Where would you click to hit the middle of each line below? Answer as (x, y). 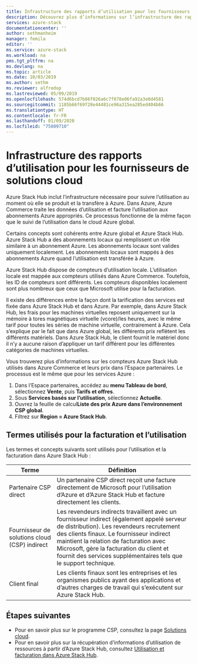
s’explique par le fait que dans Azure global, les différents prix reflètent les (96, 331)
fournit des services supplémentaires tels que (120, 556)
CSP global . (29, 410)
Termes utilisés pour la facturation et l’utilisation (96, 435)
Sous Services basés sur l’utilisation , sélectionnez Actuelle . (88, 397)
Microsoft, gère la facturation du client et (113, 548)
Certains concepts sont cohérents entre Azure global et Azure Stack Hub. (95, 233)
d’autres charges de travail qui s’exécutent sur (120, 587)
